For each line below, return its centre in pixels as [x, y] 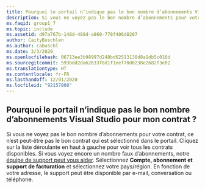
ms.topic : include [30, 29]
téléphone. [20, 179]
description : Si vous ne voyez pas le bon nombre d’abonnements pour [97, 18]
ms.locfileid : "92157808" [39, 86]
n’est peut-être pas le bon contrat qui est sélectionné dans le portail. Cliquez [103, 140]
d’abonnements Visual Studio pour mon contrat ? [102, 119]
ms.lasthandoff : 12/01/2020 [42, 80]
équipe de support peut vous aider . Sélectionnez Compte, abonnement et [100, 160]
